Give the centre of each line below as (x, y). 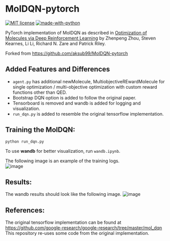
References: (25, 210)
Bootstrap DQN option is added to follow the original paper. (74, 97)
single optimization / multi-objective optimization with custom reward (85, 87)
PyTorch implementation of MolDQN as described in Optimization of (76, 32)
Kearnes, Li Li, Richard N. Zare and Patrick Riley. (56, 43)
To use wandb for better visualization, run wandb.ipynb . (63, 151)
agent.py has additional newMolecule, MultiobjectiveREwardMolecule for (89, 81)
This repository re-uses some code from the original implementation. (77, 233)
